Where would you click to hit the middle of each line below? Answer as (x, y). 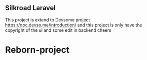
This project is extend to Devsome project (48, 20)
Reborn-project (37, 50)
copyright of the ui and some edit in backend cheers (58, 30)
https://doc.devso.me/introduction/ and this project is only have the (73, 25)
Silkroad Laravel (30, 8)
